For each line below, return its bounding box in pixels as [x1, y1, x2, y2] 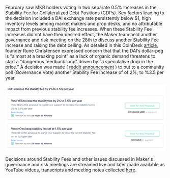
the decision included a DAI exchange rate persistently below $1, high [5, 15, 151, 21]
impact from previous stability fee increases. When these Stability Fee [5, 26, 152, 32]
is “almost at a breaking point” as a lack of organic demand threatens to [5, 53, 156, 59]
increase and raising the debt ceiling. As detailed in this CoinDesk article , [5, 42, 159, 48]
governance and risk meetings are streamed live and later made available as [5, 161, 165, 167]
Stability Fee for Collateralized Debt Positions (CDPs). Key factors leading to [5, 10, 164, 16]
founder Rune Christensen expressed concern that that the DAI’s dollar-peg [5, 48, 164, 54]
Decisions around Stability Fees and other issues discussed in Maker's [5, 156, 153, 162]
